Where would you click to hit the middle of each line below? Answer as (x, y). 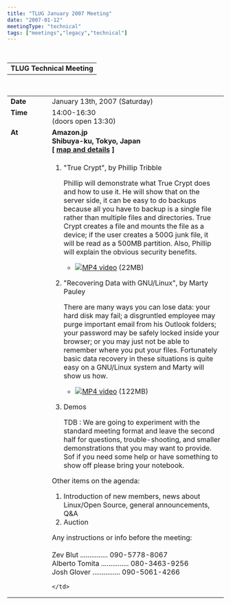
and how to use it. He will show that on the (132, 192)
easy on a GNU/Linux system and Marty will (134, 368)
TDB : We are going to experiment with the (132, 423)
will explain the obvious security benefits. (130, 252)
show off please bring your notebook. (124, 465)
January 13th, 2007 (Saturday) (102, 102)
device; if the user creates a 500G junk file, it (136, 235)
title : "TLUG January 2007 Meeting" (59, 13)
